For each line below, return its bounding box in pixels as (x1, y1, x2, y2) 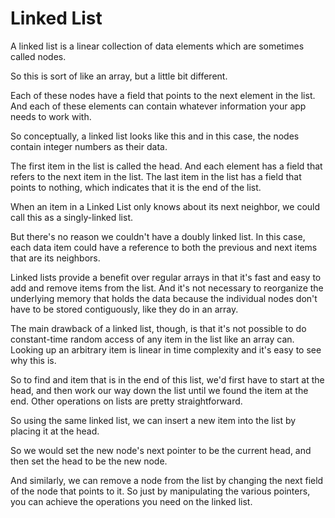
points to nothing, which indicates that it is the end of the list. (10, 181, 262, 193)
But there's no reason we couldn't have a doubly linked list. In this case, (10, 230, 306, 242)
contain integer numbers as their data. (10, 140, 168, 152)
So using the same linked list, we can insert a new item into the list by (10, 414, 297, 426)
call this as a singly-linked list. (10, 211, 134, 223)
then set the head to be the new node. (10, 455, 168, 467)
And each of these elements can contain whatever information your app (10, 100, 307, 112)
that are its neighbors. (10, 252, 101, 264)
